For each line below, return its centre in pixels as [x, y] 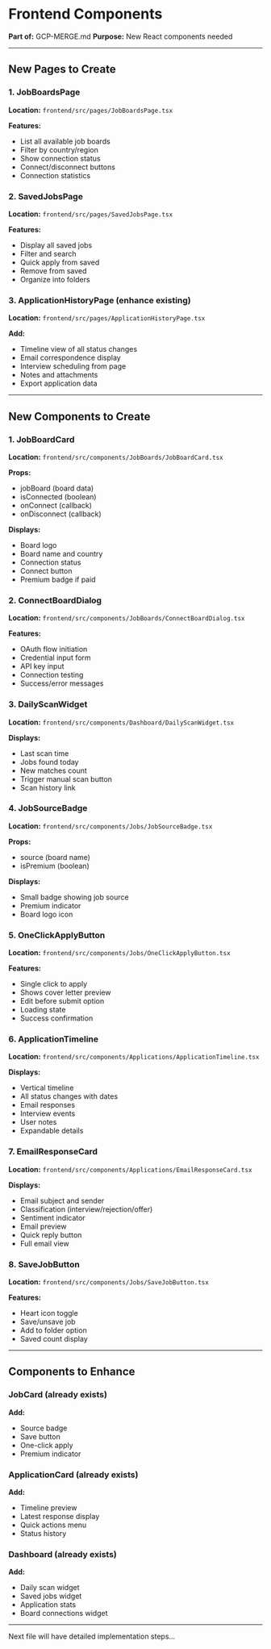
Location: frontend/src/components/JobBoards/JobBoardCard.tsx [116, 457]
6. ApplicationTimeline [54, 1039]
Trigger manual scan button [66, 779]
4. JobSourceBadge [48, 808]
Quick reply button [51, 1234]
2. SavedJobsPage [46, 196]
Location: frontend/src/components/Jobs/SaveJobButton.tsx [109, 1282]
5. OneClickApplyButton [57, 935]
